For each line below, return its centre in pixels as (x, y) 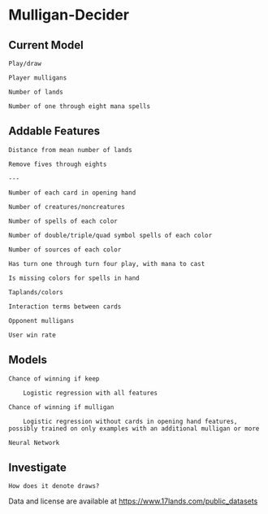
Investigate (37, 468)
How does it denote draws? (54, 486)
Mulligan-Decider (69, 15)
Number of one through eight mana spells (80, 107)
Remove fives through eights (58, 164)
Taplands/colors (36, 292)
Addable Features (54, 131)
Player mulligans (38, 78)
